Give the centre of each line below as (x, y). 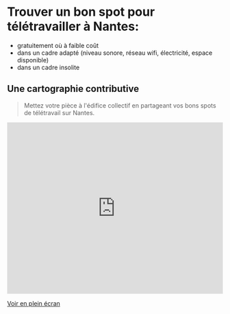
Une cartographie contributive (73, 89)
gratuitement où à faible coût (58, 45)
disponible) (33, 60)
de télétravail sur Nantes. (59, 112)
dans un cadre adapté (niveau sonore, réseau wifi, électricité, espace (115, 53)
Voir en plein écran (34, 303)
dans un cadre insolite (48, 67)
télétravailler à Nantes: (73, 26)
